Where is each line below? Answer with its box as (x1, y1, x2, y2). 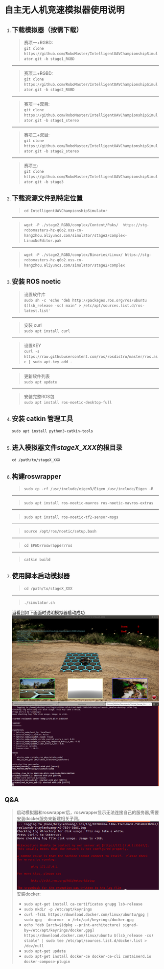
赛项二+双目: (23, 132, 50, 138)
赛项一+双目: (23, 101, 50, 107)
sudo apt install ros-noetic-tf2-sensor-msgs (23, 515, 118, 520)
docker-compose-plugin (23, 959, 70, 965)
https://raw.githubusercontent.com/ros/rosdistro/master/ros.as (23, 354, 158, 359)
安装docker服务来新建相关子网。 (16, 815, 83, 821)
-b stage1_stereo (44, 118, 79, 123)
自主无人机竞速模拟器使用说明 (4, 4, 125, 16)
